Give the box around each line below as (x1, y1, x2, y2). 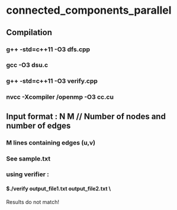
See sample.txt (6, 154, 51, 162)
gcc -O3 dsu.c (6, 61, 49, 69)
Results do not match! (6, 198, 59, 205)
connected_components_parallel (6, 4, 172, 17)
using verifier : (6, 170, 49, 178)
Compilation (6, 27, 52, 37)
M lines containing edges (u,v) (6, 138, 96, 146)
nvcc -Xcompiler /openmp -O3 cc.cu (6, 93, 114, 101)
